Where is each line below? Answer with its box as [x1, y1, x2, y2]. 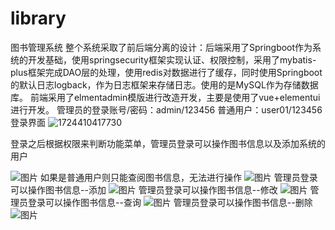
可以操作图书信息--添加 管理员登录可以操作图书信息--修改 [10, 183, 278, 196]
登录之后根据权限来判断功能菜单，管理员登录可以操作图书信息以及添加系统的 [10, 137, 326, 149]
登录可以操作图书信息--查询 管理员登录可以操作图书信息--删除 [27, 196, 313, 208]
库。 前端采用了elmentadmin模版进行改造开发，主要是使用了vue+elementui [10, 91, 321, 103]
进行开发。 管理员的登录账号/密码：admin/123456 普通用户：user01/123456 [10, 103, 323, 116]
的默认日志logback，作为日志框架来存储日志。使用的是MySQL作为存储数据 [10, 78, 319, 91]
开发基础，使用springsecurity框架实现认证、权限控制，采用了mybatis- [27, 53, 317, 66]
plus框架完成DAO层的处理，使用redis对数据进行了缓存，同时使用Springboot [10, 66, 323, 78]
